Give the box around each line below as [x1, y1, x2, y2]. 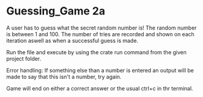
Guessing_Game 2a [6, 4, 106, 18]
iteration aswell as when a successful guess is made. [6, 37, 138, 44]
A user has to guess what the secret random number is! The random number [6, 24, 197, 31]
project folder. [6, 55, 41, 62]
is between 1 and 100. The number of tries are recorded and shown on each [6, 30, 195, 37]
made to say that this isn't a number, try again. [6, 73, 122, 80]
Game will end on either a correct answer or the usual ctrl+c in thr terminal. [6, 84, 193, 92]
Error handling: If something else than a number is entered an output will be [6, 66, 195, 74]
